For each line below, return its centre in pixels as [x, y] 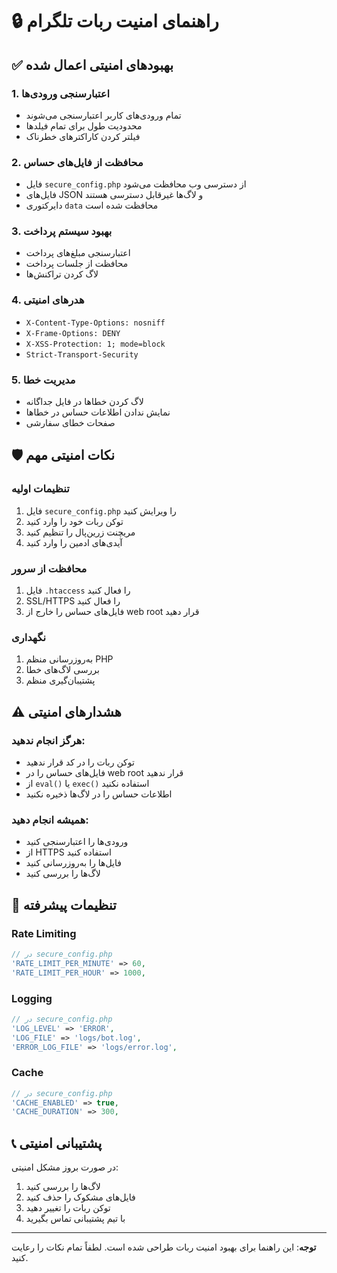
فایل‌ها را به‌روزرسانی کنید [73, 863]
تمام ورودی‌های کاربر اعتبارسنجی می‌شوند [103, 115]
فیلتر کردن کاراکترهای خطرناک [83, 136]
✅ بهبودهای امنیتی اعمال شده [92, 64]
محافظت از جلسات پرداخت [77, 264]
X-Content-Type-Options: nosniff [95, 323]
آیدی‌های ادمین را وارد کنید [74, 542]
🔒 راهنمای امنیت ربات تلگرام [115, 21]
